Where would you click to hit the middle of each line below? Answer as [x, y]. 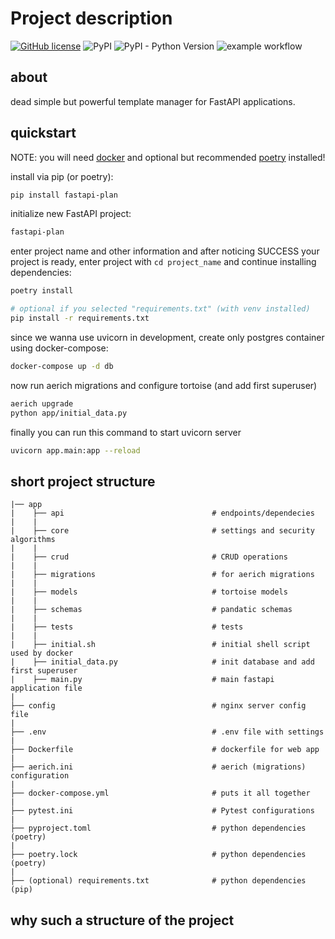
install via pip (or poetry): [62, 176]
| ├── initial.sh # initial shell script [160, 645]
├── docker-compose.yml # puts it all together [160, 793]
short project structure [83, 481]
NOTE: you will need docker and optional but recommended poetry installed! [168, 157]
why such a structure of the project [122, 920]
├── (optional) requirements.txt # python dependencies [158, 881]
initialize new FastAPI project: [71, 214]
